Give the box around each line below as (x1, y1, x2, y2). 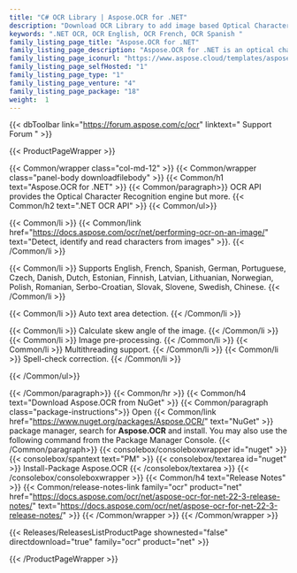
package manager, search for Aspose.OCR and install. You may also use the (9, 425, 287, 436)
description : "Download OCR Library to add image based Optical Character (9, 21, 291, 30)
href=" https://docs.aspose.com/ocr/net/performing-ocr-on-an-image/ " (9, 227, 270, 238)
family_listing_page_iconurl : (9, 54, 121, 63)
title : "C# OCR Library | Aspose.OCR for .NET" (9, 12, 188, 22)
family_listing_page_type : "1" (9, 71, 125, 80)
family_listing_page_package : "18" (9, 87, 141, 95)
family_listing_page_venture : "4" (9, 79, 137, 88)
